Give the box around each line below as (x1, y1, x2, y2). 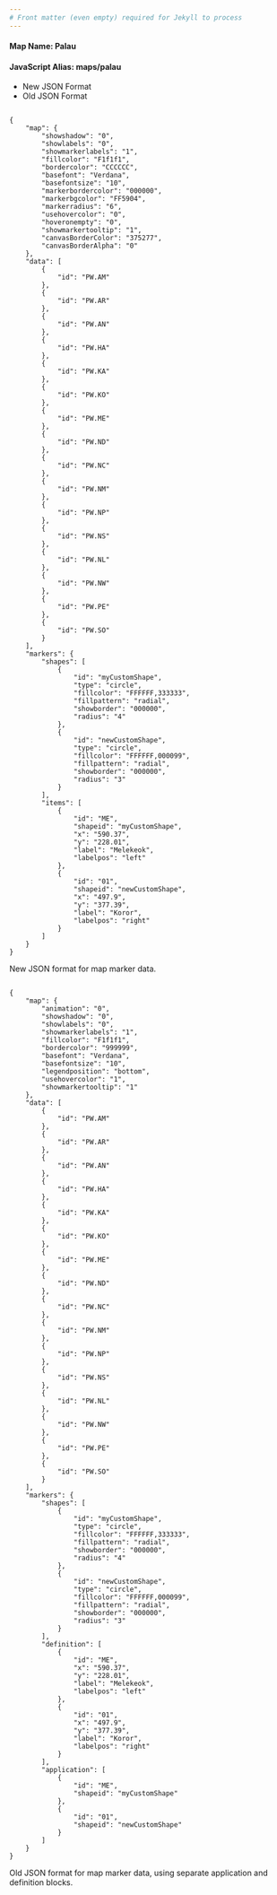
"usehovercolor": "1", (41, 1075, 126, 1084)
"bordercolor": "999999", (41, 1044, 139, 1053)
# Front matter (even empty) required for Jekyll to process (9, 13, 243, 22)
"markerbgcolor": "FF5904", (41, 195, 146, 204)
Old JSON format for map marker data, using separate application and (9, 1867, 269, 1879)
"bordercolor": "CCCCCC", (41, 163, 139, 172)
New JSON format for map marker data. (9, 963, 157, 974)
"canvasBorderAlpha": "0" (41, 241, 139, 251)
